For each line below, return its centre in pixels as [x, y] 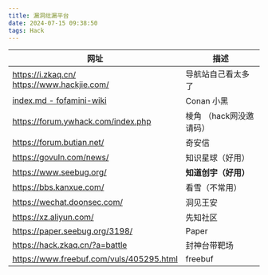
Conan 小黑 [207, 101]
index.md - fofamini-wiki [59, 100]
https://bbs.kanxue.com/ [58, 187]
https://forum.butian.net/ [58, 143]
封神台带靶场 [209, 246]
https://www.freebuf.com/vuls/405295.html [95, 259]
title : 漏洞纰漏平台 [39, 16]
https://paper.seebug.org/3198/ [73, 231]
